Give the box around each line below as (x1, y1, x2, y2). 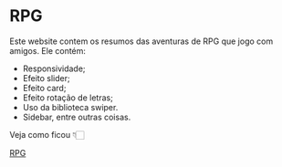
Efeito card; (22, 82, 67, 93)
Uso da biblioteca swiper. (22, 101, 119, 112)
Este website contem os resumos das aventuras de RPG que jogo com (9, 36, 274, 47)
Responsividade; (22, 63, 86, 74)
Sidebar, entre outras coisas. (22, 111, 131, 122)
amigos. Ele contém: (9, 45, 87, 56)
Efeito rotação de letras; (22, 92, 114, 103)
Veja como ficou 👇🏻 (9, 129, 85, 140)
